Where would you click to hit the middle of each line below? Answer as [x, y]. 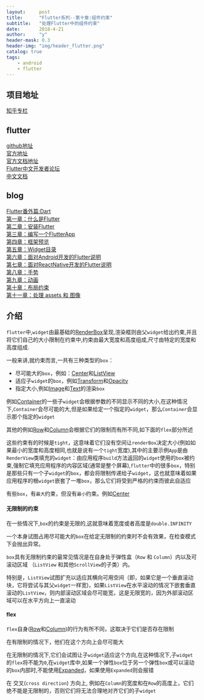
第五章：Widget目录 [31, 249]
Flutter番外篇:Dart [29, 211]
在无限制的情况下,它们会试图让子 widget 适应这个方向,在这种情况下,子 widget [100, 655]
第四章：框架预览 [28, 241]
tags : [13, 57]
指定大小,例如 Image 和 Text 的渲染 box [60, 388]
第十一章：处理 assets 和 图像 [44, 295]
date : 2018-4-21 [35, 29]
